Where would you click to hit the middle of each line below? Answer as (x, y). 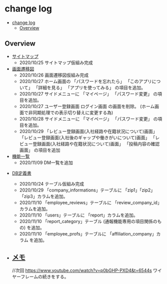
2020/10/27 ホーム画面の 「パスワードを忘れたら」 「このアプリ (85, 81)
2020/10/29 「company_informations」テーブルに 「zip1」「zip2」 (87, 190)
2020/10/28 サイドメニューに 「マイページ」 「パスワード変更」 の (88, 118)
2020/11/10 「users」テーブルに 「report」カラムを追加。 (78, 215)
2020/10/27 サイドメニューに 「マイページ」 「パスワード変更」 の (88, 93)
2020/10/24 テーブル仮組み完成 (52, 183)
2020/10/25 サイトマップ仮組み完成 (56, 62)
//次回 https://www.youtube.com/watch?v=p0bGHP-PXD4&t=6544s (82, 270)
